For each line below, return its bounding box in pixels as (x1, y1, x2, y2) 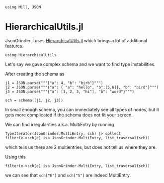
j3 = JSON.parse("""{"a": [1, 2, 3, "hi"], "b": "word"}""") (5, 89, 135, 94)
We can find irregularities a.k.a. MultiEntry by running (5, 121, 114, 127)
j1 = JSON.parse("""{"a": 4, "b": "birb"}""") (5, 80, 103, 86)
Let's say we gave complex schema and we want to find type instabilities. (5, 61, 156, 67)
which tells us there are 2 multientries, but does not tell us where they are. (5, 144, 157, 150)
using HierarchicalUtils (5, 52, 57, 57)
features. (5, 43, 24, 49)
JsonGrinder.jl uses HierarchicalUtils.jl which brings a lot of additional (5, 37, 148, 43)
